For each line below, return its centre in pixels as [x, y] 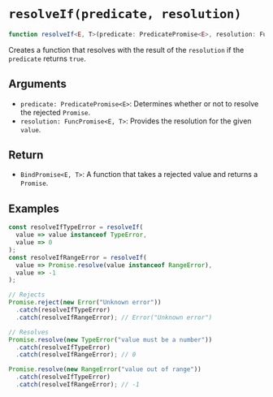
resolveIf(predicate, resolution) [125, 14]
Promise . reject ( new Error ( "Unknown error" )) [85, 303]
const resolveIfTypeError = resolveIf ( [76, 227]
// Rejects [27, 295]
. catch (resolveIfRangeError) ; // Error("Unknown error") [114, 317]
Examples [34, 208]
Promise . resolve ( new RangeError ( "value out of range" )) [105, 369]
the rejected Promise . [55, 112]
